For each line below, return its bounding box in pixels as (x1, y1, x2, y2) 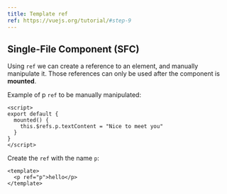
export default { (7, 110, 59, 118)
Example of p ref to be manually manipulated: (7, 91, 142, 99)
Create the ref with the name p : (7, 154, 99, 163)
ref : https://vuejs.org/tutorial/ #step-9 (7, 17, 132, 24)
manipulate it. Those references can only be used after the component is (7, 69, 220, 78)
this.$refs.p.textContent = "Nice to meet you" (20, 123, 163, 130)
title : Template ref (7, 10, 69, 18)
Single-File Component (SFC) (7, 43, 140, 55)
